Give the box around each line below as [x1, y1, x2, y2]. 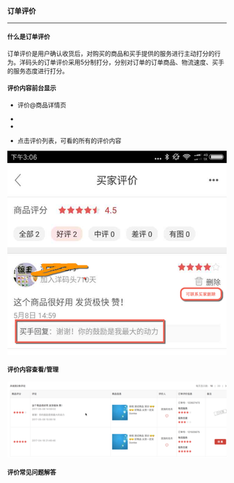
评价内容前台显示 [7, 84, 56, 92]
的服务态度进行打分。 [7, 66, 68, 75]
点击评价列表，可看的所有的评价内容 [17, 136, 122, 144]
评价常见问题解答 [7, 468, 56, 476]
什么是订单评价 [7, 32, 50, 40]
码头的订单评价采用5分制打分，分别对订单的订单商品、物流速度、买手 [25, 58, 225, 66]
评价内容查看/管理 [7, 365, 59, 374]
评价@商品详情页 [17, 100, 67, 109]
